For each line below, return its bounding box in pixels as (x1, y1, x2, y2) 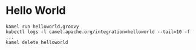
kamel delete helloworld (5, 39, 68, 45)
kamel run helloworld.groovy (5, 23, 79, 30)
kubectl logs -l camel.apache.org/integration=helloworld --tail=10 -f (5, 28, 190, 35)
